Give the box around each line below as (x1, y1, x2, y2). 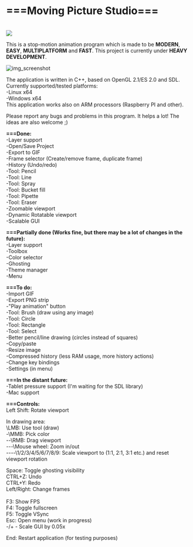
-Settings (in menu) (6, 365, 53, 372)
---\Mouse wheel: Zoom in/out (6, 442, 80, 450)
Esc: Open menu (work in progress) (6, 516, 92, 523)
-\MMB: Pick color (6, 430, 50, 437)
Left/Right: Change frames (6, 485, 70, 492)
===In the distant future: (6, 376, 68, 383)
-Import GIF (6, 290, 34, 297)
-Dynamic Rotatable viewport (6, 211, 77, 218)
